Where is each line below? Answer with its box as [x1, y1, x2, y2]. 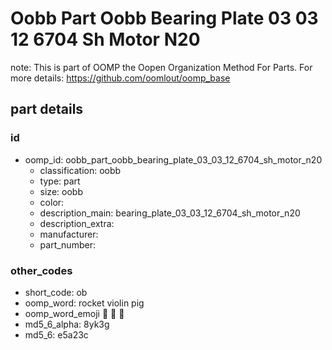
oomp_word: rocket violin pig [24, 297, 145, 309]
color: [39, 196, 65, 208]
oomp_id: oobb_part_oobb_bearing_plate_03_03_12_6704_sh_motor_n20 [24, 153, 323, 166]
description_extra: [39, 217, 115, 229]
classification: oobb [39, 164, 122, 176]
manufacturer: [39, 228, 99, 240]
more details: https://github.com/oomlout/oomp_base [10, 72, 231, 84]
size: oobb [39, 185, 83, 197]
